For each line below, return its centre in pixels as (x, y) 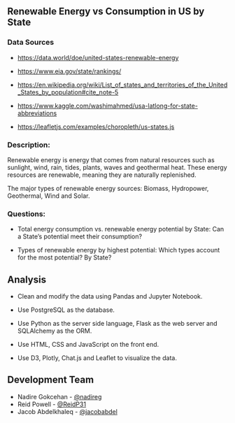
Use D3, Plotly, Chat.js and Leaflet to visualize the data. (97, 358)
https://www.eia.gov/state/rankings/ (69, 71)
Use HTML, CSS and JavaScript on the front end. (88, 345)
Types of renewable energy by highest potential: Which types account (119, 250)
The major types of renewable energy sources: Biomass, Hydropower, (108, 188)
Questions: (27, 214)
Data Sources (31, 43)
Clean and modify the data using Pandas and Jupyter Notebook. (110, 296)
